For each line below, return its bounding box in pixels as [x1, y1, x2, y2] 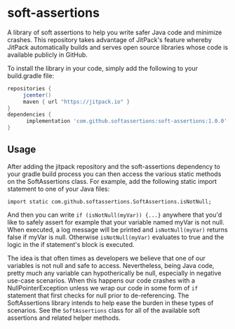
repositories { [7, 85, 52, 92]
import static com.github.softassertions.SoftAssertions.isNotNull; [7, 198, 212, 205]
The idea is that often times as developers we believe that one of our [7, 254, 206, 262]
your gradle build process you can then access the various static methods [7, 170, 222, 178]
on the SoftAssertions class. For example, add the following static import [7, 177, 217, 185]
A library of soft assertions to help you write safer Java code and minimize [7, 28, 222, 36]
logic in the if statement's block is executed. [7, 240, 135, 248]
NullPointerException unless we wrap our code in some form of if [7, 283, 199, 292]
